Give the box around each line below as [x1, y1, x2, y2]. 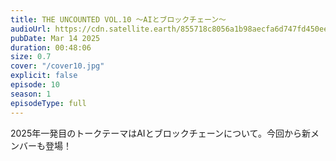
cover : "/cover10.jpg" [10, 61, 105, 71]
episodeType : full [10, 98, 87, 108]
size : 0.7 [10, 52, 52, 62]
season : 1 [10, 89, 52, 99]
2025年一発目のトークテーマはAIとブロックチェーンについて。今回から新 [10, 127, 312, 139]
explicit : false [10, 71, 78, 81]
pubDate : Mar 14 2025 [10, 33, 101, 43]
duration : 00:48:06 [10, 42, 92, 53]
